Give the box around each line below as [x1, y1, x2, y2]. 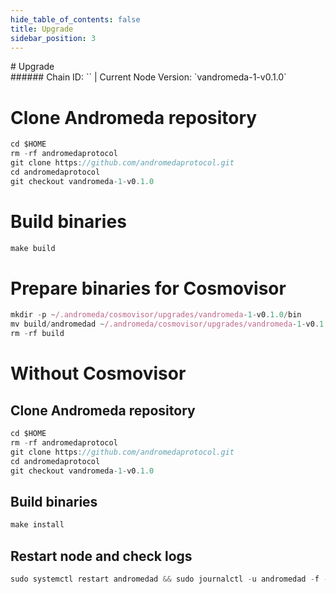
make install [10, 520, 65, 530]
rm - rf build [10, 329, 65, 339]
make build [10, 243, 56, 253]
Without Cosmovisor [10, 362, 187, 385]
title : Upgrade [10, 24, 74, 34]
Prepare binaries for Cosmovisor [10, 277, 287, 300]
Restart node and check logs [10, 547, 193, 565]
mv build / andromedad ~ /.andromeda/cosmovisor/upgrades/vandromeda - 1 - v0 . [10, 319, 320, 330]
